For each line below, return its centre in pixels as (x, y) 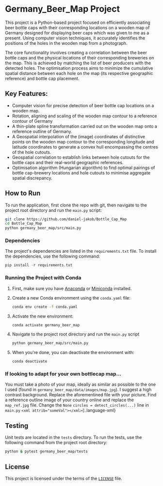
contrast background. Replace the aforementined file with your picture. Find (81, 395)
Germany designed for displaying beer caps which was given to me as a (77, 33)
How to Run (23, 193)
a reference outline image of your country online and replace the (70, 400)
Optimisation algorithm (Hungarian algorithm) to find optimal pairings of (83, 168)
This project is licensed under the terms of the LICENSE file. (64, 478)
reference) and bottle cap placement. (42, 78)
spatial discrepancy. (32, 178)
